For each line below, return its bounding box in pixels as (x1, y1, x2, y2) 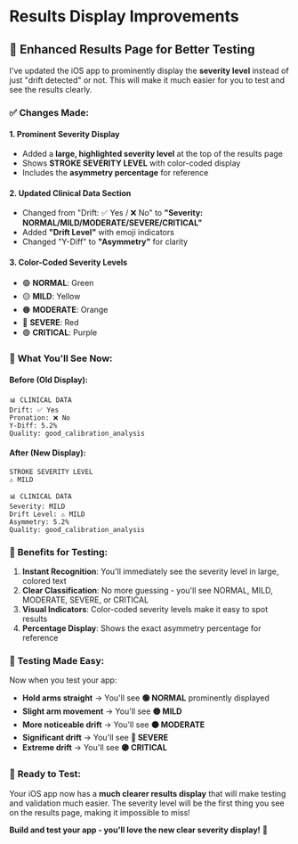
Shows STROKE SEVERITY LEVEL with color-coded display (21, 158, 241, 168)
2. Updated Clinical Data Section (9, 187, 132, 198)
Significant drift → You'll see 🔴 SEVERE (21, 733, 169, 743)
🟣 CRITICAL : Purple (21, 327, 98, 338)
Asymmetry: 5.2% (9, 517, 69, 527)
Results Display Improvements (9, 6, 239, 27)
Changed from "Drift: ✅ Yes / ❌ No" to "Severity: (21, 208, 203, 218)
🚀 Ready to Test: (9, 768, 82, 781)
